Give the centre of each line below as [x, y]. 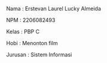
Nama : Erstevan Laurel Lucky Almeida [54, 9]
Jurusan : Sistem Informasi [39, 55]
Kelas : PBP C [23, 31]
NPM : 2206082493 [31, 20]
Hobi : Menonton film [32, 43]
